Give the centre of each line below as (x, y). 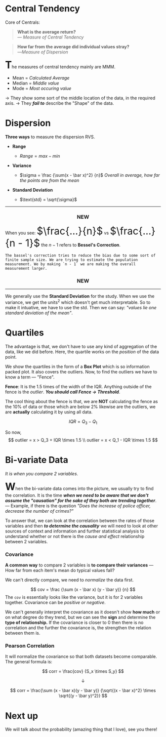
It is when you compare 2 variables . (41, 473)
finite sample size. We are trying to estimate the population (72, 260)
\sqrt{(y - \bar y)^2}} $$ (83, 696)
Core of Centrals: (23, 22)
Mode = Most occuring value (42, 88)
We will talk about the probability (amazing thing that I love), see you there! (81, 730)
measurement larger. (26, 269)
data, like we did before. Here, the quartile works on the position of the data (82, 352)
